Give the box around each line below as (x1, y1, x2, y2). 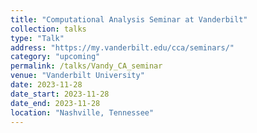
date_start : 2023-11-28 (10, 89, 110, 99)
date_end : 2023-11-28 (10, 98, 101, 108)
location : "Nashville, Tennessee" (10, 107, 155, 118)
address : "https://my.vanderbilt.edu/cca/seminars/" (10, 42, 235, 53)
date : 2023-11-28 (10, 80, 83, 90)
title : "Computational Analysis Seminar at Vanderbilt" (10, 14, 248, 25)
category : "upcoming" (10, 52, 101, 62)
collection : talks (10, 24, 87, 34)
